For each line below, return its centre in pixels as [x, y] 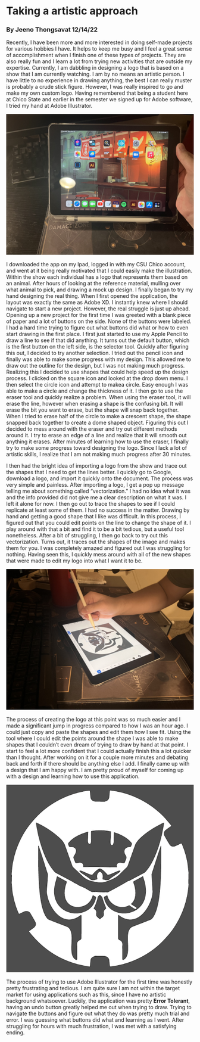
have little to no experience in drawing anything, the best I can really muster [99, 80]
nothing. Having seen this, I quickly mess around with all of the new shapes [99, 555]
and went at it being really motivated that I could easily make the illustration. [99, 271]
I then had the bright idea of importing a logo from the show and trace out [96, 466]
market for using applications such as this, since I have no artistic [86, 995]
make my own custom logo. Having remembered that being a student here [97, 93]
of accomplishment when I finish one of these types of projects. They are [96, 55]
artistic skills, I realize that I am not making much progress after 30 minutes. [99, 455]
